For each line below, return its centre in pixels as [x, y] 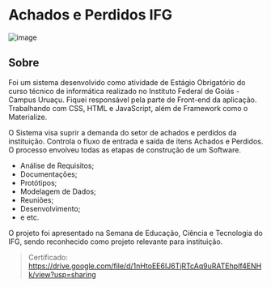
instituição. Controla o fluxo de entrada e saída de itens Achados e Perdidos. [136, 141]
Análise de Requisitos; [57, 165]
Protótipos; [38, 182]
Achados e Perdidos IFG [90, 15]
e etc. [30, 217]
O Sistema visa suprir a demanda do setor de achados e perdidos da [123, 132]
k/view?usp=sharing [62, 274]
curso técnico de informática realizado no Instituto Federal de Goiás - [124, 91]
